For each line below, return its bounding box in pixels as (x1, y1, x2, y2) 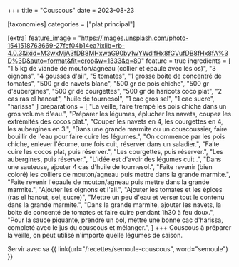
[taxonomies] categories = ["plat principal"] (7, 20, 136, 28)
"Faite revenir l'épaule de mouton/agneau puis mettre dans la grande (7, 178, 210, 186)
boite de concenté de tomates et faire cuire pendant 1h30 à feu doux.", (7, 208, 215, 216)
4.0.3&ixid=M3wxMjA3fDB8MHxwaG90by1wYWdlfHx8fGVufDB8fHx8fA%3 (7, 49, 228, 57)
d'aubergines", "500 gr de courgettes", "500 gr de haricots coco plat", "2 (7, 87, 223, 95)
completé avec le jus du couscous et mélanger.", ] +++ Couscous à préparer (7, 223, 232, 231)
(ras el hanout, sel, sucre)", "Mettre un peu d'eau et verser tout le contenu (7, 193, 225, 201)
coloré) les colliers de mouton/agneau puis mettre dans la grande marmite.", (7, 171, 230, 178)
